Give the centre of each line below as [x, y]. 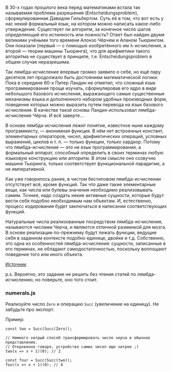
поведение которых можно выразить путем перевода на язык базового [84, 104]
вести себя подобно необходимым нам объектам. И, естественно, [79, 201]
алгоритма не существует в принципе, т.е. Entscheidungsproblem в [79, 56]
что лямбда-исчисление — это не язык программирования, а [73, 147]
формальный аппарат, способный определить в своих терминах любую [84, 153]
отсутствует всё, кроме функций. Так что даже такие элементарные [81, 184]
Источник [16, 264]
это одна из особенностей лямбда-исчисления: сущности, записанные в [85, 243]
